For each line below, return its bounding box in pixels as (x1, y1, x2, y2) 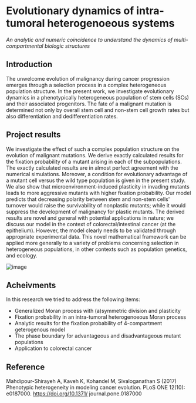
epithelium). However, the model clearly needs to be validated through (6, 227, 176, 234)
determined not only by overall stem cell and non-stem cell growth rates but (6, 106, 190, 113)
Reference (6, 362, 45, 372)
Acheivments (6, 280, 56, 290)
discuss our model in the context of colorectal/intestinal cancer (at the (6, 220, 176, 227)
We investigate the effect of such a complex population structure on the (6, 146, 180, 153)
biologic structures (44, 42, 90, 49)
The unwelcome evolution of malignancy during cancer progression (6, 75, 170, 82)
